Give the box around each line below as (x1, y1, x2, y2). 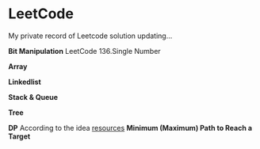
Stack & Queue (8, 92, 58, 101)
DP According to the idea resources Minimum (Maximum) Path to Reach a (8, 123, 252, 132)
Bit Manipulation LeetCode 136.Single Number (8, 46, 161, 55)
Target (8, 132, 31, 141)
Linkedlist (8, 77, 41, 86)
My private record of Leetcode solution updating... (8, 31, 173, 40)
